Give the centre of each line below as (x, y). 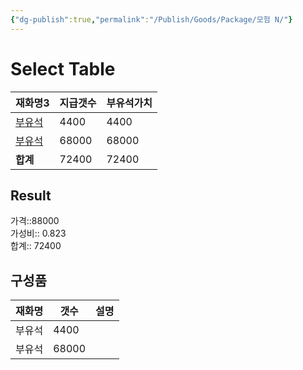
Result (31, 195)
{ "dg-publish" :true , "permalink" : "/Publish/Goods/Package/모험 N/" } (151, 19)
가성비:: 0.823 (38, 233)
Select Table (63, 68)
